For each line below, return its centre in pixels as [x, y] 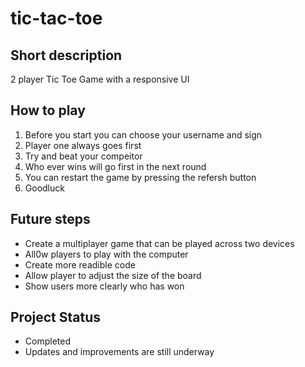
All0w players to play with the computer [106, 254]
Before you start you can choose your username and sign [143, 134]
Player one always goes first [83, 145]
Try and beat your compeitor [83, 156]
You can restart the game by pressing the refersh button [140, 177]
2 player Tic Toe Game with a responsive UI [100, 79]
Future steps [50, 219]
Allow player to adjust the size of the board [113, 275]
